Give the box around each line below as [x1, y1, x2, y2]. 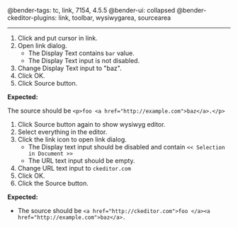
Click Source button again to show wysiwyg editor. [17, 120, 166, 128]
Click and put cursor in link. [17, 34, 98, 42]
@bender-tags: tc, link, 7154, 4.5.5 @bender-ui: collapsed [7, 6, 176, 14]
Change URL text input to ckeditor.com [17, 164, 131, 172]
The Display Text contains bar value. [28, 49, 135, 57]
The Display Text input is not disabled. [28, 57, 140, 64]
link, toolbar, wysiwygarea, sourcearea [58, 13, 171, 22]
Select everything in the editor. [17, 127, 108, 136]
